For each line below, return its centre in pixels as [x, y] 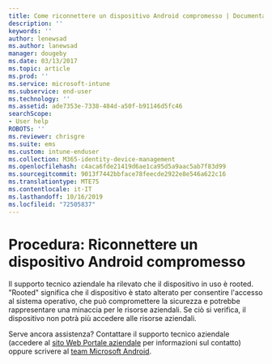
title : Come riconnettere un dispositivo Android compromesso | [119, 16]
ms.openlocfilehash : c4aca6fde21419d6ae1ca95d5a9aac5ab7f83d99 [117, 167]
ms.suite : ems [32, 144]
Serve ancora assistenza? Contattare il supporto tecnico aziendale [119, 334]
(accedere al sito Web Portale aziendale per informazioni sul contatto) [125, 343]
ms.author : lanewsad [43, 46]
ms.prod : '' [28, 76]
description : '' [36, 24]
